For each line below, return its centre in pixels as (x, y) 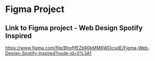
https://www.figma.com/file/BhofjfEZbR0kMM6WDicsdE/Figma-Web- (77, 48)
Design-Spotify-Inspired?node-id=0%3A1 (48, 53)
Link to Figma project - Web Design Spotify (74, 28)
